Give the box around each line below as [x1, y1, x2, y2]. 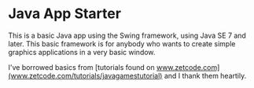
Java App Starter [8, 5, 122, 23]
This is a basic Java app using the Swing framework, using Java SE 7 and [8, 31, 246, 40]
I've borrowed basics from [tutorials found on [8, 62, 155, 71]
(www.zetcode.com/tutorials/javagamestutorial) [8, 71, 163, 80]
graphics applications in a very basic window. [8, 47, 156, 57]
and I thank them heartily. [164, 71, 247, 80]
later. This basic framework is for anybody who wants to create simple [8, 38, 236, 48]
